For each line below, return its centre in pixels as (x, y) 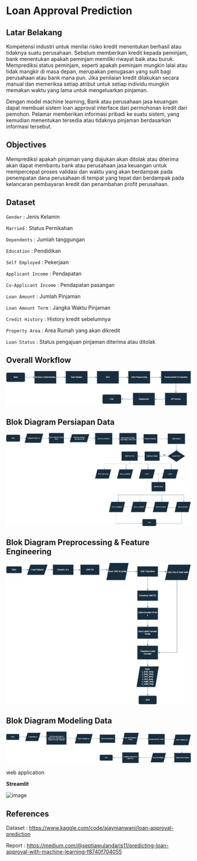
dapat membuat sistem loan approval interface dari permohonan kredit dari (97, 108)
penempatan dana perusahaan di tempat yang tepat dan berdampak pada (95, 178)
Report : (16, 845)
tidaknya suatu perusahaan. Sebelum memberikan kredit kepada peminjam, (97, 53)
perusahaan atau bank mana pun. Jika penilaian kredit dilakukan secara (93, 78)
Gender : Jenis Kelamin (33, 217)
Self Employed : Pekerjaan (38, 262)
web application (26, 772)
